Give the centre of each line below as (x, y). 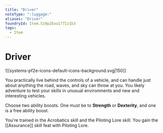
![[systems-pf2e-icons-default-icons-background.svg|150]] (66, 70)
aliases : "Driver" (24, 19)
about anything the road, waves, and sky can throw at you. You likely (75, 85)
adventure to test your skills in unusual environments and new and (72, 90)
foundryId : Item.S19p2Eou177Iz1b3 (41, 23)
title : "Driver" (22, 10)
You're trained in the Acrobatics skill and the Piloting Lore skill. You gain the (82, 120)
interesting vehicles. (26, 96)
